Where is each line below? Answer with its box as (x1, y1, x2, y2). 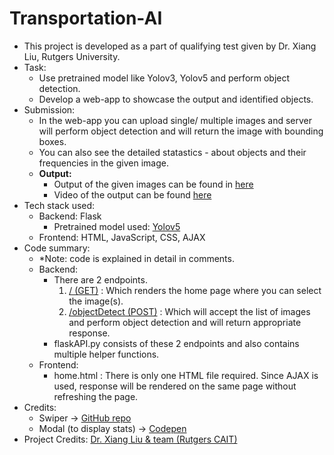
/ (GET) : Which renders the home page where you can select (68, 284, 322, 296)
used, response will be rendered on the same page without (53, 380, 297, 392)
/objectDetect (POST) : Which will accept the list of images (68, 305, 311, 317)
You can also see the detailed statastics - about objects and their (38, 146, 307, 158)
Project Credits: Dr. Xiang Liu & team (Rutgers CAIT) (23, 433, 238, 445)
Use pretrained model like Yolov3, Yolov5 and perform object (38, 72, 291, 84)
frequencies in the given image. (38, 157, 169, 169)
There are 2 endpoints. (53, 273, 148, 286)
